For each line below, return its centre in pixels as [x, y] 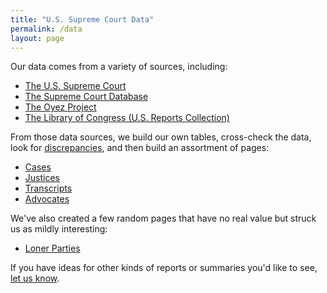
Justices [42, 178]
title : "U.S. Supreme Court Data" [82, 19]
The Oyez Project [60, 107]
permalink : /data [46, 29]
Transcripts [48, 188]
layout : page [37, 38]
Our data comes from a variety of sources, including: [119, 67]
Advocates [47, 199]
